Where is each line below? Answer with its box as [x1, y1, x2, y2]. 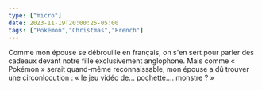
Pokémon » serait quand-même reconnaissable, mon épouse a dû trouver [8, 65, 249, 74]
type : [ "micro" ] [8, 11, 62, 20]
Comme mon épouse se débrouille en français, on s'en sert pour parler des [8, 48, 254, 58]
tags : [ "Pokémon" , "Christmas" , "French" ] [8, 26, 144, 34]
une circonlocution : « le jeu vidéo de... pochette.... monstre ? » [8, 73, 214, 83]
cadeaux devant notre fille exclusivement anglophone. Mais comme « [8, 56, 236, 66]
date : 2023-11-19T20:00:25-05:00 [8, 19, 119, 27]
